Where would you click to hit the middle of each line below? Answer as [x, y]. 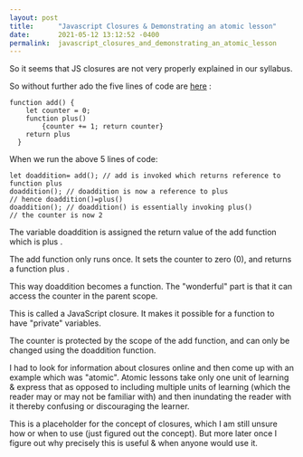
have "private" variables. [55, 323]
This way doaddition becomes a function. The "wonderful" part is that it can [151, 287]
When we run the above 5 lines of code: [84, 159]
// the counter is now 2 [56, 215]
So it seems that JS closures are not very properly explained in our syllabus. [151, 69]
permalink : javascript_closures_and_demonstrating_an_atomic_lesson [143, 43]
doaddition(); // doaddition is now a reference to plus [119, 192]
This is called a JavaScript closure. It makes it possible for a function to [142, 314]
